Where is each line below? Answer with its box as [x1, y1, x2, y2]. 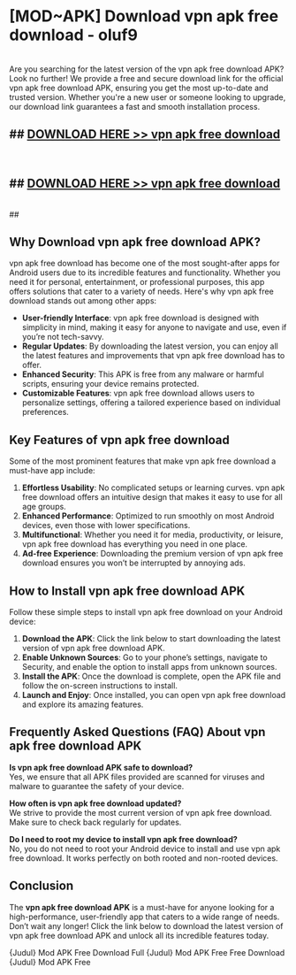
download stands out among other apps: [9, 296, 157, 306]
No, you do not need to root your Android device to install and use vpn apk [9, 843, 281, 854]
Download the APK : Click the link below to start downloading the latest [21, 633, 281, 643]
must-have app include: [9, 465, 95, 476]
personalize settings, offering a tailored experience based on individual [21, 397, 281, 408]
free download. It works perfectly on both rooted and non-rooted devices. [9, 852, 278, 864]
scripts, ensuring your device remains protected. [21, 379, 200, 389]
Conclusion [9, 879, 74, 894]
